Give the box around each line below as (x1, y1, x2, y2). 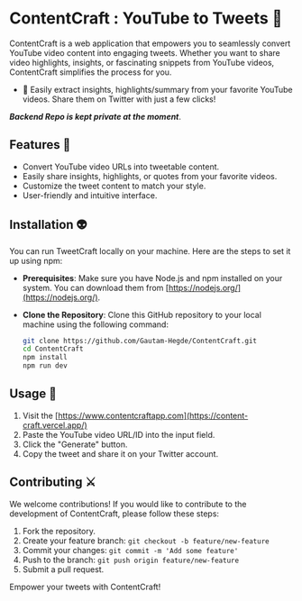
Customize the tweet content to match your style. (22, 180, 206, 191)
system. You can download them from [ (22, 282, 169, 293)
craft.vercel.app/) (22, 419, 87, 431)
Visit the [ (22, 410, 59, 421)
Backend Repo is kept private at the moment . (9, 111, 182, 122)
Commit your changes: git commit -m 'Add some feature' (22, 544, 239, 555)
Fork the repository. (22, 525, 96, 536)
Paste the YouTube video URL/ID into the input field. (22, 429, 215, 440)
